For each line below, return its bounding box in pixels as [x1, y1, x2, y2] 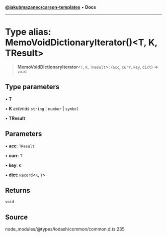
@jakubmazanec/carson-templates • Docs [5, 4, 96, 10]
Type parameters [5, 83, 60, 91]
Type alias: [5, 26, 51, 38]
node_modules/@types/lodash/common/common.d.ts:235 [5, 226, 125, 232]
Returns [5, 186, 31, 195]
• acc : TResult [5, 143, 35, 149]
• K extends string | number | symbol [5, 106, 79, 112]
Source [5, 213, 28, 221]
